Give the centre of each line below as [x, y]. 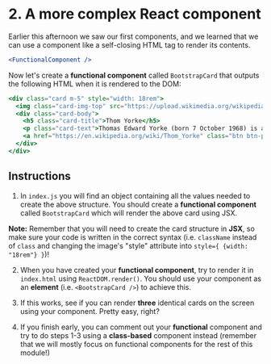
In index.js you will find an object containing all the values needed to [135, 195]
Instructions [40, 176]
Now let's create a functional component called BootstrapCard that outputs [134, 75]
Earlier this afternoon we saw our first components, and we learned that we [133, 36]
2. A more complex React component [135, 14]
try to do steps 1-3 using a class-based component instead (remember [138, 335]
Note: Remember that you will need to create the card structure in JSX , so [132, 228]
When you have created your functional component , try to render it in [137, 270]
